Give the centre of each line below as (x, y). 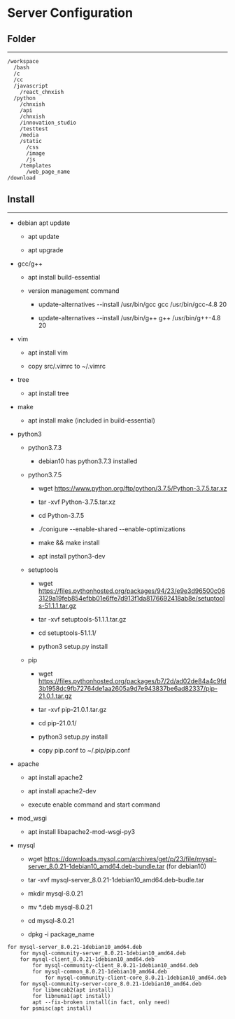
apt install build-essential (64, 277)
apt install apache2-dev (62, 791)
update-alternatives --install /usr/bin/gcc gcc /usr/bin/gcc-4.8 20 (133, 304)
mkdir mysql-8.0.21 (55, 893)
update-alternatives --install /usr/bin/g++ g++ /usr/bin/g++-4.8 (129, 317)
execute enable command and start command (94, 805)
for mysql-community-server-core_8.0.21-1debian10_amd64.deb (111, 984)
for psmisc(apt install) (56, 1008)
